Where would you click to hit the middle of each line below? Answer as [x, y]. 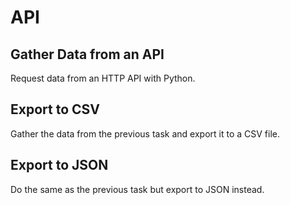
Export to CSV [55, 109]
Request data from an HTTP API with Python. [103, 78]
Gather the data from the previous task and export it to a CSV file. [145, 133]
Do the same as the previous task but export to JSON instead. [137, 189]
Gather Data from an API [87, 54]
